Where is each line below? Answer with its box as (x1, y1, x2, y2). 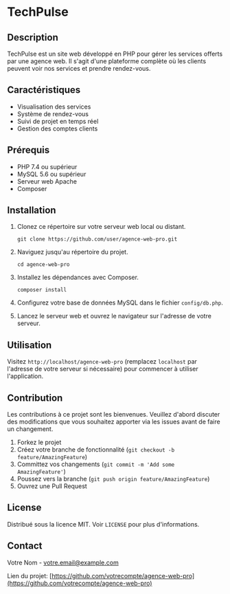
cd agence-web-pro (16, 261, 70, 268)
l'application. (7, 372, 44, 380)
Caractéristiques (7, 84, 81, 96)
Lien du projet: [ (7, 571, 52, 580)
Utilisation (7, 339, 52, 351)
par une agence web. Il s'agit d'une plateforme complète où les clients (7, 57, 207, 65)
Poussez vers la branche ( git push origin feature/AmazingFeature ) (16, 475, 210, 483)
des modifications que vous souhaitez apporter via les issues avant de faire (7, 417, 221, 426)
